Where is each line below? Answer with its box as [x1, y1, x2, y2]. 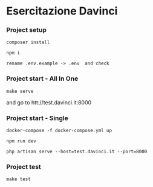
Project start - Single [6, 113, 68, 122]
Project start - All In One [6, 74, 79, 83]
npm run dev [6, 138, 36, 144]
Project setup [6, 26, 47, 34]
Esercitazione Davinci [6, 4, 118, 18]
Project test [6, 163, 41, 171]
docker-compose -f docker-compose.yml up [6, 128, 112, 134]
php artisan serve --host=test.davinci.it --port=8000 [6, 149, 148, 155]
